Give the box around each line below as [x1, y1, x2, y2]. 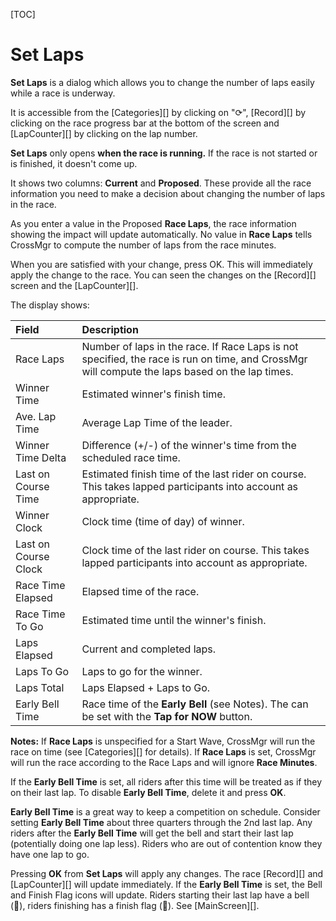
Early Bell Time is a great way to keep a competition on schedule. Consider [10, 805, 321, 818]
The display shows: [10, 299, 90, 311]
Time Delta [15, 450, 67, 464]
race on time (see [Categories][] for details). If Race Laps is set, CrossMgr [10, 745, 317, 758]
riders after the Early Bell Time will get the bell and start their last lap [10, 827, 294, 839]
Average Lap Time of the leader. [81, 415, 233, 429]
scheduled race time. [81, 450, 181, 464]
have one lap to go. [10, 848, 90, 860]
